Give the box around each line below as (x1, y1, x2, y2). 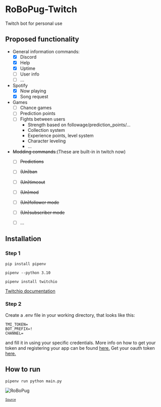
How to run (5, 365, 41, 374)
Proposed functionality (5, 35, 79, 44)
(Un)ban (20, 169, 38, 175)
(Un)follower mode (20, 199, 60, 205)
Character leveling (27, 138, 66, 144)
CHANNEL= (5, 330, 24, 336)
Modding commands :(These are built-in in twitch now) (12, 149, 126, 155)
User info (20, 71, 39, 77)
